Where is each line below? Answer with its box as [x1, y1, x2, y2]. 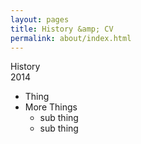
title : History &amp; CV [10, 24, 114, 34]
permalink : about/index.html [10, 33, 132, 43]
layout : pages [10, 14, 70, 25]
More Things [24, 101, 78, 113]
